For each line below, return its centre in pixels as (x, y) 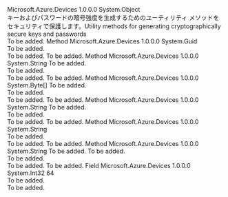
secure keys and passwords (47, 34)
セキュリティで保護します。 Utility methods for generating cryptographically (114, 26)
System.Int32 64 (31, 173)
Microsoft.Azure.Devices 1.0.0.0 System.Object (74, 9)
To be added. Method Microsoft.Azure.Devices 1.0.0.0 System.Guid (102, 41)
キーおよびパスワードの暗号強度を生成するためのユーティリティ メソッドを (113, 18)
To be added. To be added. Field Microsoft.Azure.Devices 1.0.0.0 (99, 166)
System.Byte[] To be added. (47, 85)
